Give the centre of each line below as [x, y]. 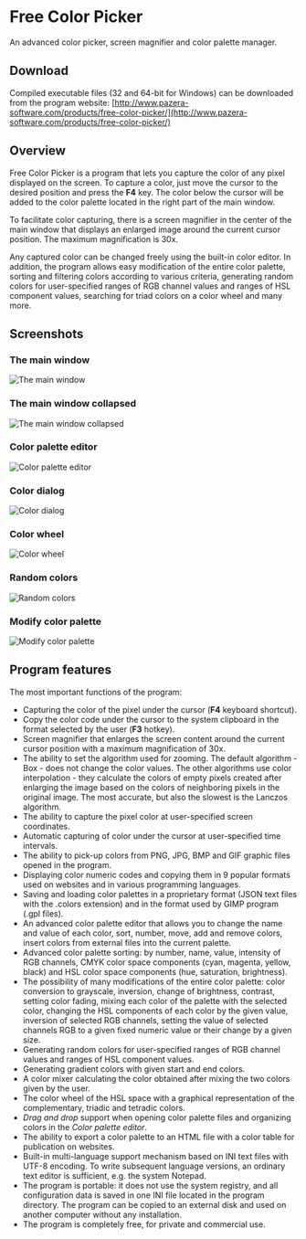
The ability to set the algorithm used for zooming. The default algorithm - [160, 758]
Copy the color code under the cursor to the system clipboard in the [151, 719]
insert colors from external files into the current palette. [127, 942]
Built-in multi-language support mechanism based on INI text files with [156, 1156]
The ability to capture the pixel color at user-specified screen [138, 816]
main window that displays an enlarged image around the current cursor [145, 229]
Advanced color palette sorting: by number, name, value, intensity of [152, 952]
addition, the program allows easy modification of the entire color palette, [148, 266]
